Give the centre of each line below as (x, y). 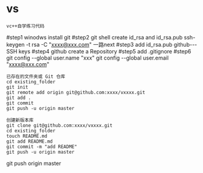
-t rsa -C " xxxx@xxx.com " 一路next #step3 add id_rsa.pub (99, 44)
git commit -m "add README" (42, 147)
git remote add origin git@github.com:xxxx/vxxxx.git (76, 92)
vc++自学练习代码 (25, 26)
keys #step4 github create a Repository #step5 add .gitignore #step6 (105, 51)
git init (17, 87)
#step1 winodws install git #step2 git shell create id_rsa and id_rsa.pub (95, 37)
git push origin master (34, 163)
